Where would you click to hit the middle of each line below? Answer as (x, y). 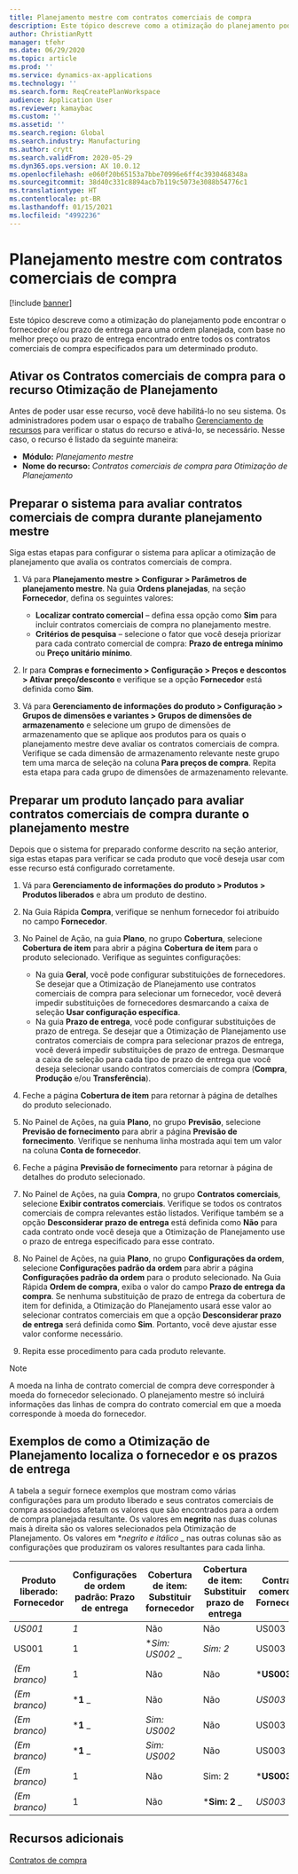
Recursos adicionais (67, 1839)
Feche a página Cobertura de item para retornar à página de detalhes (149, 1095)
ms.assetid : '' (37, 125)
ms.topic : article (43, 59)
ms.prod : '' (31, 67)
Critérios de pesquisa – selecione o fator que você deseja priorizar (158, 634)
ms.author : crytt (41, 149)
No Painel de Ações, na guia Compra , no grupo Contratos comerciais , (151, 1194)
